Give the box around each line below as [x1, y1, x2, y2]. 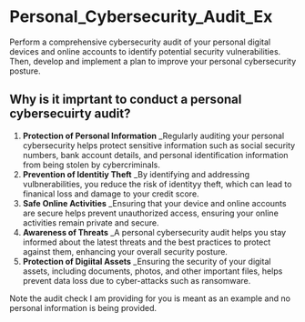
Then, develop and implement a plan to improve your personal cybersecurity [9, 55, 297, 66]
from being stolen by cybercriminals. [22, 159, 161, 170]
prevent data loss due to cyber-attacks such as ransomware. [22, 275, 251, 286]
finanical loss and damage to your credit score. [22, 188, 199, 199]
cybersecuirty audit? [9, 106, 131, 122]
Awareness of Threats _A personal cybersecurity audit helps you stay [22, 226, 287, 237]
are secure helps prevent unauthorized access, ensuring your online [22, 207, 280, 218]
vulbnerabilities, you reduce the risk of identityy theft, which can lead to [22, 178, 292, 189]
